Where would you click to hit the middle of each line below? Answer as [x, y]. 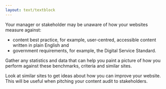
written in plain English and [41, 45]
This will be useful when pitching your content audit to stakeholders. [76, 81]
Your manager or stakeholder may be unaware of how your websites [77, 24]
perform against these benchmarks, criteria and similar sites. [69, 66]
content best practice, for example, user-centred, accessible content [84, 40]
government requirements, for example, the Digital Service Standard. [84, 50]
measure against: [23, 30]
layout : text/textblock [30, 10]
